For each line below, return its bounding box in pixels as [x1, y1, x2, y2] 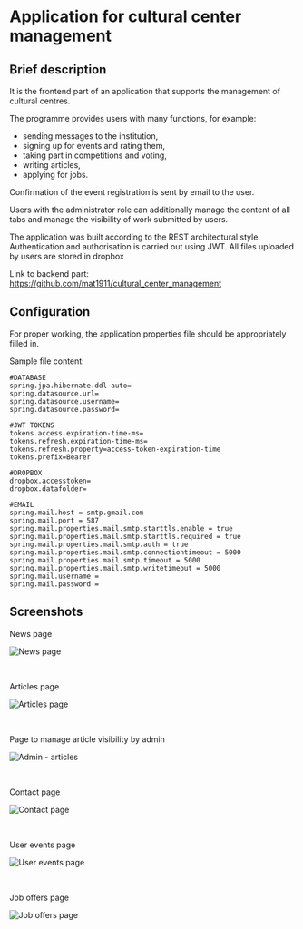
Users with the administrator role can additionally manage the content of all [9, 204, 290, 215]
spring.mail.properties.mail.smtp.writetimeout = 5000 [9, 563, 221, 572]
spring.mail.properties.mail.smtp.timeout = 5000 [9, 555, 201, 564]
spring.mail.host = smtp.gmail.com [9, 508, 144, 517]
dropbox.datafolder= [9, 484, 88, 494]
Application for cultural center [9, 6, 242, 27]
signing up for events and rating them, [22, 141, 166, 151]
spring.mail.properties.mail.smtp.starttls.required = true [9, 532, 242, 541]
